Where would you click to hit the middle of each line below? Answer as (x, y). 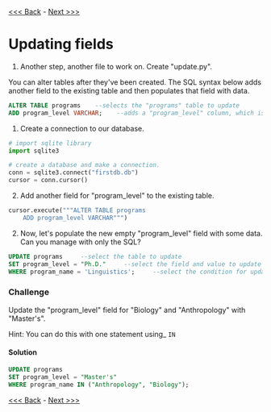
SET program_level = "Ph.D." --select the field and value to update (135, 264)
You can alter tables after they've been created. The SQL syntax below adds (135, 82)
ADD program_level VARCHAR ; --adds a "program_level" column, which (131, 113)
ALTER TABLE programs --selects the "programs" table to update (124, 105)
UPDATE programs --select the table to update (95, 256)
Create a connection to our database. (82, 128)
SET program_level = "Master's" (63, 377)
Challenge (29, 292)
